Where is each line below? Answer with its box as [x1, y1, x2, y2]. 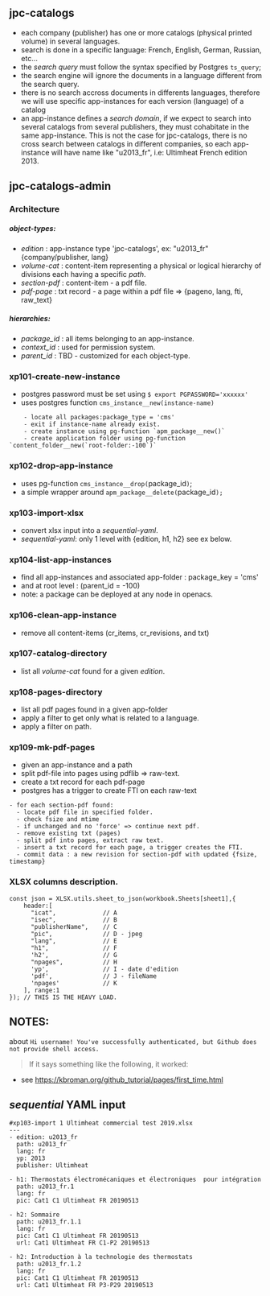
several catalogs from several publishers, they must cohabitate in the [20, 122, 250, 131]
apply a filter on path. [20, 722, 92, 732]
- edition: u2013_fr [9, 1133, 79, 1141]
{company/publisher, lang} [20, 253, 109, 262]
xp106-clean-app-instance [9, 609, 117, 621]
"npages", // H [30, 958, 117, 966]
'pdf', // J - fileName [30, 972, 157, 980]
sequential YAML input [9, 1098, 126, 1112]
